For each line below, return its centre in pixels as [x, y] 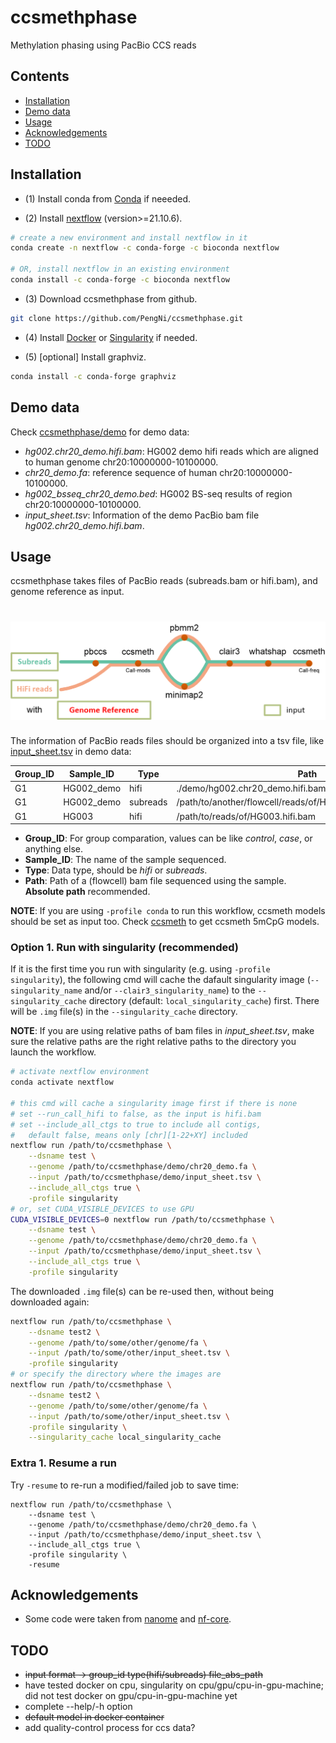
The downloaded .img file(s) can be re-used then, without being [142, 1291]
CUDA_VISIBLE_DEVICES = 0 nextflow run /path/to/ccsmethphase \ [142, 1219]
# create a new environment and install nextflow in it [129, 237]
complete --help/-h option [78, 1707]
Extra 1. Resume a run [63, 1463]
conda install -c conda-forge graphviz [93, 376]
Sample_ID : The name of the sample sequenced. [125, 859]
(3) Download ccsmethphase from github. [111, 298]
